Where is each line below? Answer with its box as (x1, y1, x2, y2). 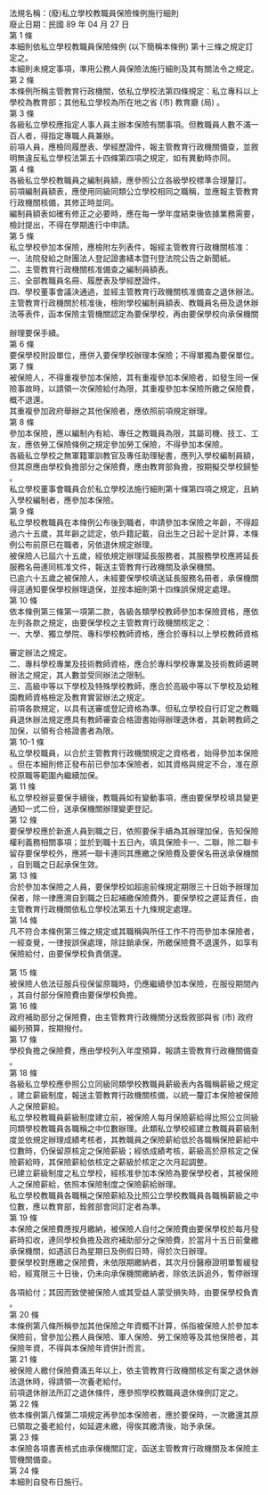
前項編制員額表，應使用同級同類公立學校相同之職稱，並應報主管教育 (9, 186, 259, 196)
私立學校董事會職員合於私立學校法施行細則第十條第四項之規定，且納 (9, 484, 259, 494)
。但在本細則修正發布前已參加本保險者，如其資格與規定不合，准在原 (9, 759, 259, 769)
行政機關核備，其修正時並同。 (9, 197, 118, 208)
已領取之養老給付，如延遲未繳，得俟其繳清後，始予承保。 (9, 1421, 220, 1431)
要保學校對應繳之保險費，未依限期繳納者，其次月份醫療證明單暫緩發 (9, 1257, 259, 1268)
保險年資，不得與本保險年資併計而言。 (9, 1343, 150, 1353)
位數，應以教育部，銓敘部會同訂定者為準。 (9, 1202, 166, 1212)
